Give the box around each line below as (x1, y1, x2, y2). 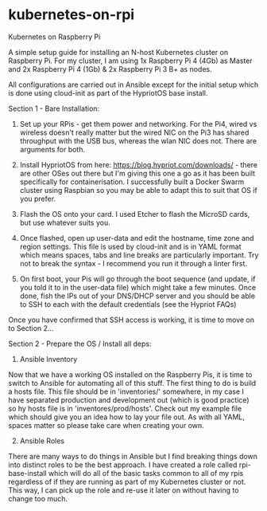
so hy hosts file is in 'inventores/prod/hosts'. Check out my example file (8, 403, 242, 413)
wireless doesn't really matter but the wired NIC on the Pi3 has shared (19, 128, 250, 137)
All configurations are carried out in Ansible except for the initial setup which (8, 80, 259, 89)
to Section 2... (8, 323, 54, 332)
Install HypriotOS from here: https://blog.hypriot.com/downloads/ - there (19, 159, 258, 169)
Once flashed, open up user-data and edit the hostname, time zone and (19, 233, 254, 242)
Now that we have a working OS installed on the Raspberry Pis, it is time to (8, 369, 253, 379)
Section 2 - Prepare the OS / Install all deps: (8, 339, 152, 348)
